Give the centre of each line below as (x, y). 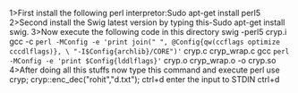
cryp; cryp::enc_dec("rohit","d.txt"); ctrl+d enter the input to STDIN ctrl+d (145, 79)
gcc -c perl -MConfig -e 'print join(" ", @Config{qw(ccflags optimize (145, 41)
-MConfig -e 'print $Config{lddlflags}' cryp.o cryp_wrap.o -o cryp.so (143, 60)
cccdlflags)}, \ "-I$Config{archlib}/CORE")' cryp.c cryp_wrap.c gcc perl (149, 51)
